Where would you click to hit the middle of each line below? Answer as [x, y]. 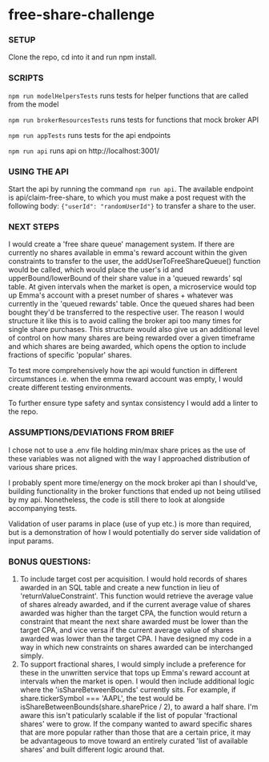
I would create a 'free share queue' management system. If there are [121, 244]
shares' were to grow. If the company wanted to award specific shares [136, 723]
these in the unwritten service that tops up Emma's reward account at [135, 672]
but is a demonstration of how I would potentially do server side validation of [134, 532]
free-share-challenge [82, 15]
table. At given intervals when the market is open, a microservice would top [132, 287]
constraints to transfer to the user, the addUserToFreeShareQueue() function [134, 261]
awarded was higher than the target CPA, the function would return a [133, 613]
